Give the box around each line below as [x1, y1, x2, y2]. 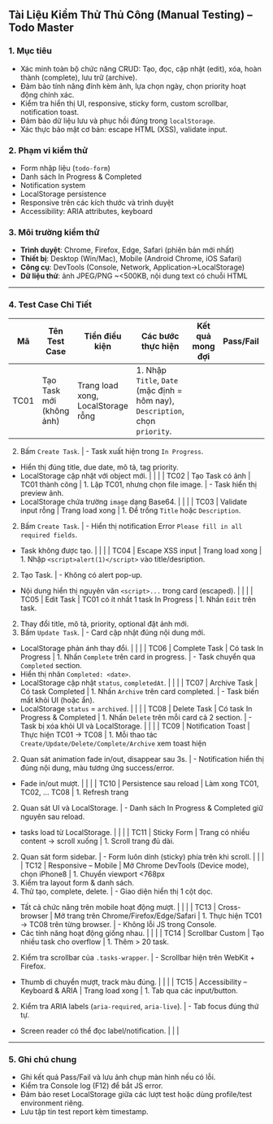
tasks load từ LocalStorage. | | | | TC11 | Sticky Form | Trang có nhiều [19, 827, 250, 837]
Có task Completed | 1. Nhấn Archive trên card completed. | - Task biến [19, 686, 259, 696]
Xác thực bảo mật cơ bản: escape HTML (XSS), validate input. [19, 124, 227, 134]
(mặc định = [136, 384, 183, 396]
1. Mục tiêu [8, 46, 53, 57]
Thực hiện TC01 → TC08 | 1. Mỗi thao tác [19, 729, 158, 739]
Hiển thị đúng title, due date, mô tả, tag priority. [19, 461, 179, 472]
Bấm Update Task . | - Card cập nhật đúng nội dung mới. [19, 628, 206, 637]
